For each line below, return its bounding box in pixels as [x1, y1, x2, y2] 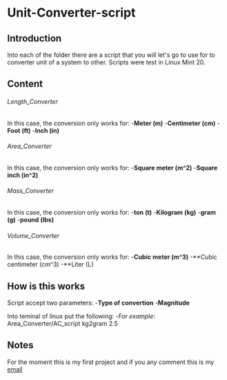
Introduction [7, 33, 62, 44]
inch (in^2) [7, 171, 39, 179]
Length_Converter [7, 97, 59, 105]
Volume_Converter [7, 231, 60, 239]
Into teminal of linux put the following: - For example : [7, 312, 155, 320]
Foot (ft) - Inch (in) [7, 126, 60, 134]
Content [7, 78, 43, 90]
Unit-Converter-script [7, 5, 136, 21]
